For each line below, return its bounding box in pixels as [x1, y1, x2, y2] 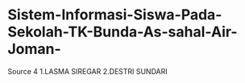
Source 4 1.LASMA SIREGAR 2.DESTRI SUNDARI [7, 66, 168, 76]
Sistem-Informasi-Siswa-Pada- [7, 6, 222, 24]
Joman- [7, 40, 61, 58]
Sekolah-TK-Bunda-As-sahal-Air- [7, 23, 239, 41]
